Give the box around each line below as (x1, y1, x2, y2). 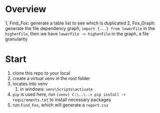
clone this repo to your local (12, 70, 70, 76)
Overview (5, 3, 46, 15)
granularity (5, 36, 28, 42)
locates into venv (12, 80, 48, 86)
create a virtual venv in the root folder (12, 75, 90, 81)
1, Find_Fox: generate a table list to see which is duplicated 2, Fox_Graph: (5, 20, 156, 26)
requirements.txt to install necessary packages (12, 96, 111, 102)
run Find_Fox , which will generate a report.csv (12, 101, 108, 108)
